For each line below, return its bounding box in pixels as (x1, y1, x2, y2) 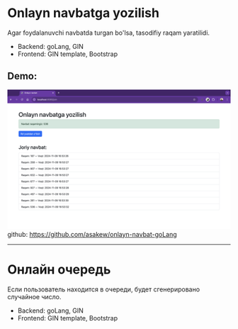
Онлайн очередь (7, 261, 111, 277)
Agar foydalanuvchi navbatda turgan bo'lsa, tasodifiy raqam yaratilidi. (7, 28, 210, 37)
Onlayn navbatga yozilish (7, 5, 159, 21)
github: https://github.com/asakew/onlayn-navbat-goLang (7, 230, 177, 238)
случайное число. (7, 292, 62, 301)
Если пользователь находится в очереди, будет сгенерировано (7, 285, 200, 294)
